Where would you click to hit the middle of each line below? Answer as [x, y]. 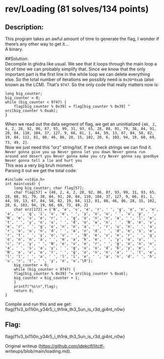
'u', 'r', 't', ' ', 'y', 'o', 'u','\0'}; [49, 261]
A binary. [14, 49]
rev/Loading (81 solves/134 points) [77, 9]
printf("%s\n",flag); [36, 287]
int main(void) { [23, 184]
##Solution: [17, 59]
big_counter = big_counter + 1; [47, 278]
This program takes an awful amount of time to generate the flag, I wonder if [82, 39]
